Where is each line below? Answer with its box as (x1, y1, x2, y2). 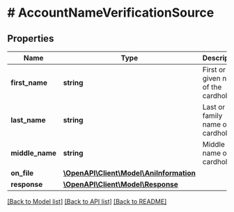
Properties (7, 33, 54, 44)
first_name (10, 78, 47, 88)
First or (202, 65, 226, 74)
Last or (202, 102, 226, 112)
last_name (10, 115, 46, 124)
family (202, 111, 223, 120)
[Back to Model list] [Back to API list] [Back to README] (7, 197, 167, 206)
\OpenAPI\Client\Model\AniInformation (63, 168, 196, 178)
